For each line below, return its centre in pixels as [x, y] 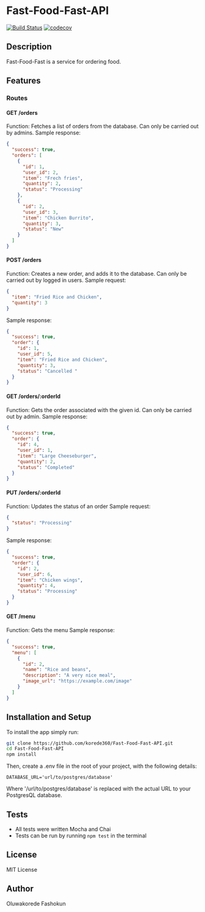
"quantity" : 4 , [37, 586]
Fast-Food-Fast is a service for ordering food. [64, 61]
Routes [17, 98]
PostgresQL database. [34, 795]
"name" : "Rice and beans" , [57, 670]
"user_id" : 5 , [35, 354]
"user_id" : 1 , [35, 450]
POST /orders [24, 260]
